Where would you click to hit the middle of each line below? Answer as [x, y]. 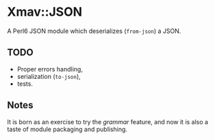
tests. [25, 84]
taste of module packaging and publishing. [67, 129]
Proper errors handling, [50, 69]
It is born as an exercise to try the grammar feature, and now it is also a [108, 121]
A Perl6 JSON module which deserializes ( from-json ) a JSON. [94, 31]
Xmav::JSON [45, 12]
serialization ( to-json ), [49, 76]
